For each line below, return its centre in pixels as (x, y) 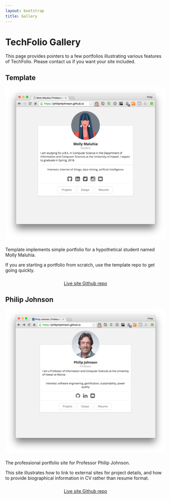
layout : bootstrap (25, 11)
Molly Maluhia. (21, 255)
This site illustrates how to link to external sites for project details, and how (83, 472)
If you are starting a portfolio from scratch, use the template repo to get (80, 265)
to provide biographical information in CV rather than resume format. (77, 478)
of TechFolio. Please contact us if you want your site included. (70, 62)
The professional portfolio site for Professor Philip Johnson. (68, 463)
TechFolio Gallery (43, 42)
